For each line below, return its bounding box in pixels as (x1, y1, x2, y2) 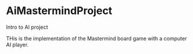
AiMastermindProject (6, 4, 113, 18)
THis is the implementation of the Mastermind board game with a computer (6, 35, 187, 42)
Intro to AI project (6, 23, 49, 31)
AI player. (6, 41, 29, 48)
